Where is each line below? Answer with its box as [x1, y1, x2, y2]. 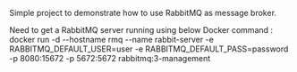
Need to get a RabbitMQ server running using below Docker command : [9, 25, 274, 35]
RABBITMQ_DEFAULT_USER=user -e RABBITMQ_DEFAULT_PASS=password [9, 44, 289, 54]
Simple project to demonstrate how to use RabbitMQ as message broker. [9, 8, 277, 18]
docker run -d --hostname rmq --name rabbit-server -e [9, 35, 215, 44]
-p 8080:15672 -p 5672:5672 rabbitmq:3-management [9, 53, 211, 63]
